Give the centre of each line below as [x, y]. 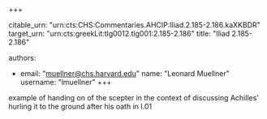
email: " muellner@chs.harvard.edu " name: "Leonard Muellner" [125, 73]
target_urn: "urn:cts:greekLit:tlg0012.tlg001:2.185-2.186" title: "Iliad [119, 34]
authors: [22, 58]
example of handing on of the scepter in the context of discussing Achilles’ [133, 98]
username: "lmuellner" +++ [66, 82]
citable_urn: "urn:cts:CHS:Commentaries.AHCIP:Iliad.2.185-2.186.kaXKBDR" [135, 25]
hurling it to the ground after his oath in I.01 [80, 106]
